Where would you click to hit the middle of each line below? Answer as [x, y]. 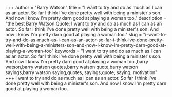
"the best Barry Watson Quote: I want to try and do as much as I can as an [84, 23]
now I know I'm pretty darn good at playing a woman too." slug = [74, 34]
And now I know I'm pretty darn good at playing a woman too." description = [86, 18]
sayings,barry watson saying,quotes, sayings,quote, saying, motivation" [81, 72]
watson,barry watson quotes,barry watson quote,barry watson [72, 67]
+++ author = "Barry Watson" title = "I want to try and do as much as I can [84, 7]
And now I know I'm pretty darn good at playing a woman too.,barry [77, 62]
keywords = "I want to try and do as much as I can [108, 51]
